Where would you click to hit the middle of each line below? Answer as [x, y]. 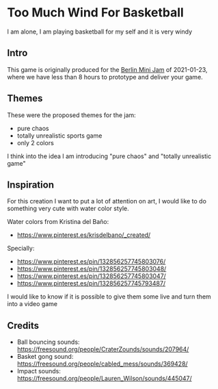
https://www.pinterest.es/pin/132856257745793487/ [91, 284]
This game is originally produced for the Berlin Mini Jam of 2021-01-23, [107, 69]
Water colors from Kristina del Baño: [58, 222]
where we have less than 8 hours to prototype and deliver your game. [105, 77]
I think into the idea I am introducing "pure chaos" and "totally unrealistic [109, 156]
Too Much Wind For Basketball [96, 13]
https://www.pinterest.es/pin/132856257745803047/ [91, 276]
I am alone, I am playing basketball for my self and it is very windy [100, 32]
